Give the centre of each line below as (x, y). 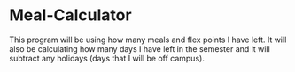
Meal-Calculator (70, 15)
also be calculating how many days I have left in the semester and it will (140, 48)
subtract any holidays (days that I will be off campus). (107, 58)
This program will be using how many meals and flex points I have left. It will (148, 40)
